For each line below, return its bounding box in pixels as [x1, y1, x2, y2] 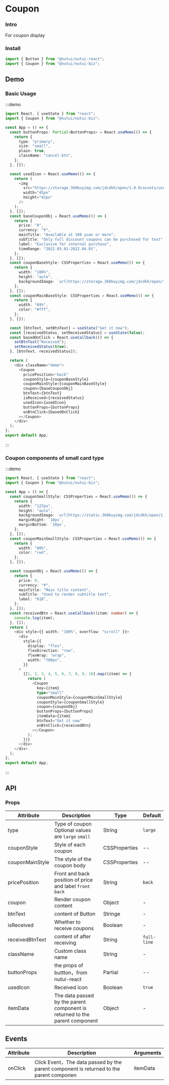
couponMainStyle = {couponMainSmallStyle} [37, 695, 123, 700]
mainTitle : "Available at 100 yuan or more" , [18, 232, 116, 237]
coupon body [54, 862, 86, 869]
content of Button [54, 910, 96, 917]
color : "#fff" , [18, 307, 51, 312]
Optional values [54, 827, 92, 834]
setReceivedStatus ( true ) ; [14, 344, 69, 350]
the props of [54, 962, 83, 969]
